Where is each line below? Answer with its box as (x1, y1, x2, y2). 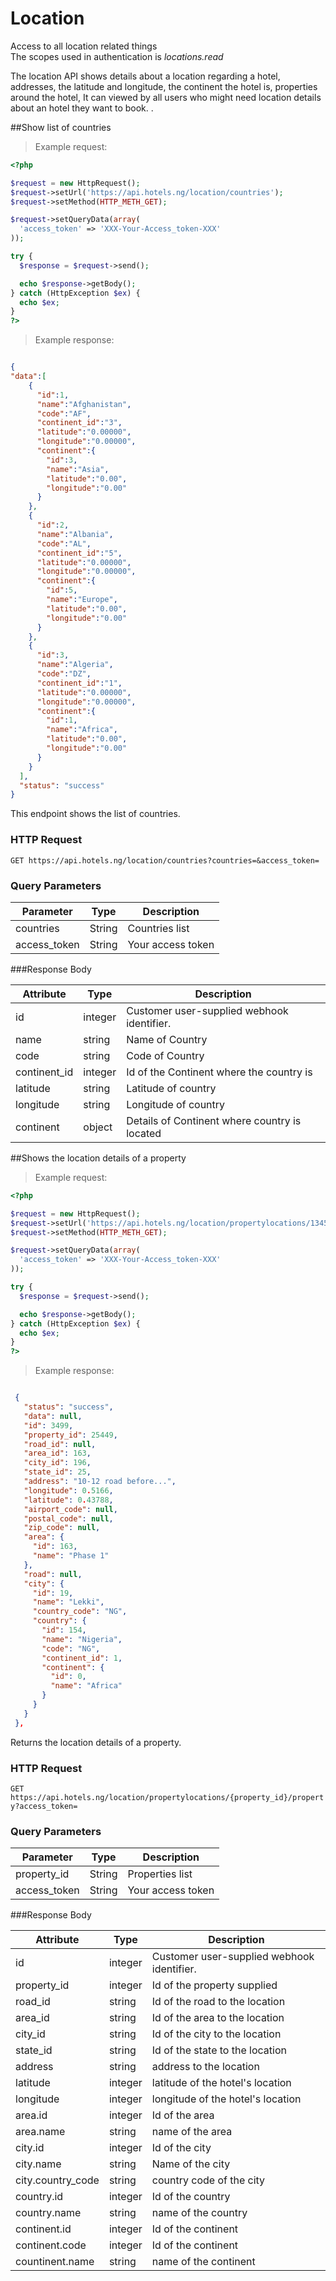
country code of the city (151, 2173, 266, 2187)
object (83, 1120, 113, 1134)
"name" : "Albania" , (36, 529, 114, 539)
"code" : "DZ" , (36, 669, 92, 679)
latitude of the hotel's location (151, 2076, 292, 2090)
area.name (15, 2125, 66, 2139)
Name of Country (126, 1032, 208, 1046)
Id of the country (151, 2190, 231, 2204)
